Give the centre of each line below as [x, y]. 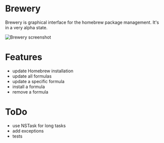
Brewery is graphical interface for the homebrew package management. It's [82, 22]
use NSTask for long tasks [39, 125]
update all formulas [32, 76]
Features [24, 57]
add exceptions [28, 131]
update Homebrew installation [43, 71]
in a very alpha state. [26, 27]
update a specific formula [38, 81]
